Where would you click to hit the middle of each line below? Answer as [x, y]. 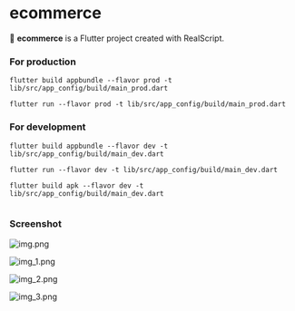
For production [43, 62]
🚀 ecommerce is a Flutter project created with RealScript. [117, 38]
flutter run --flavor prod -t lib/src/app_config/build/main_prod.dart [147, 104]
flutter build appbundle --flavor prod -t [91, 81]
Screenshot [35, 224]
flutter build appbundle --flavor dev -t [89, 146]
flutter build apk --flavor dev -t [77, 185]
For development [48, 127]
